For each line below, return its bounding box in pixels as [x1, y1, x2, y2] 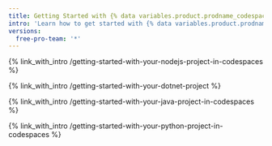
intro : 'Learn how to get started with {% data [8, 19, 172, 28]
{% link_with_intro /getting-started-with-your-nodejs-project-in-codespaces [8, 57, 263, 67]
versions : [8, 27, 42, 35]
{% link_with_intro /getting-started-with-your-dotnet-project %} [8, 81, 221, 91]
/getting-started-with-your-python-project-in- [69, 121, 223, 131]
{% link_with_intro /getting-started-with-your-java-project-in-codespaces [8, 97, 255, 106]
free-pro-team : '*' [15, 34, 82, 43]
